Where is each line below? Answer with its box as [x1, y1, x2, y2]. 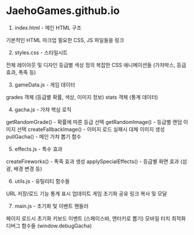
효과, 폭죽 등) [6, 68, 36, 75]
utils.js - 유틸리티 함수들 [14, 177, 70, 185]
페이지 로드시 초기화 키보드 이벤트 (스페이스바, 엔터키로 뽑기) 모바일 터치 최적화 [6, 215, 186, 222]
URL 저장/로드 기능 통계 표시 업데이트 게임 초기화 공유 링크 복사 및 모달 [6, 190, 168, 197]
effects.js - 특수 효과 [14, 145, 63, 153]
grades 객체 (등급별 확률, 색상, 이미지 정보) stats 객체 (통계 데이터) [6, 94, 158, 101]
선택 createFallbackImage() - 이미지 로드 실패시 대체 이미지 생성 [16, 126, 165, 133]
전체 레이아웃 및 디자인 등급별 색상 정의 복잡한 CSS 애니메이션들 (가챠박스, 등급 [6, 61, 186, 68]
